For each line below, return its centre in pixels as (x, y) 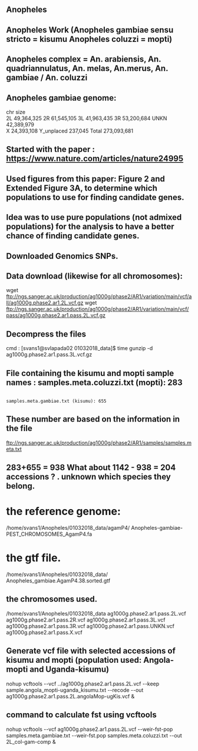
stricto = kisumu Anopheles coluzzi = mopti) (89, 39)
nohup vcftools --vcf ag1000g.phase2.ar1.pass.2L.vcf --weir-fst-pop (90, 729)
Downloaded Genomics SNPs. (62, 256)
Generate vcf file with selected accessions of (91, 651)
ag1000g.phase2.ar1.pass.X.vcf (44, 632)
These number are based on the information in (93, 419)
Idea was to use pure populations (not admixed (94, 217)
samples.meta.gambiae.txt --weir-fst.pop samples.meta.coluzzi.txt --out (94, 735)
